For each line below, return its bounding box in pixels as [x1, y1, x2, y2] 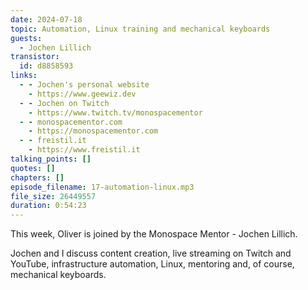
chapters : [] [10, 172, 65, 183]
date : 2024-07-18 [10, 14, 83, 25]
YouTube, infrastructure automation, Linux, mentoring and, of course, [10, 258, 295, 270]
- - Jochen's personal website [19, 80, 150, 90]
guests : [10, 33, 43, 43]
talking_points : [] [10, 154, 92, 164]
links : [10, 71, 38, 81]
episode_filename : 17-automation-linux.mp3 [10, 182, 195, 192]
